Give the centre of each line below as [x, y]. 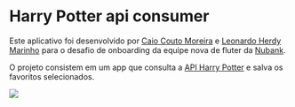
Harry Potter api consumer [109, 16]
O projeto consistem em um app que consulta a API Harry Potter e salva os [146, 67]
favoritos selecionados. [52, 76]
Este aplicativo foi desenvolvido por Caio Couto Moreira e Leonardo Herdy [145, 41]
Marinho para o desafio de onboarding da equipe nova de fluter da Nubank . [147, 50]
